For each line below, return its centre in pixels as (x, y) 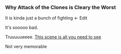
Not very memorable (26, 47)
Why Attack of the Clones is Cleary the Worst (60, 7)
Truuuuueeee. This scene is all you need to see (53, 37)
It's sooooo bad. (22, 27)
